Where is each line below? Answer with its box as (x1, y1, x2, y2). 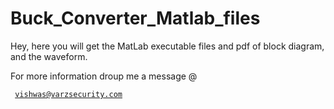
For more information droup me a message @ (10, 70, 198, 82)
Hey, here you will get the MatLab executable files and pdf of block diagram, (10, 40, 325, 52)
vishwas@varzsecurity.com (14, 89, 123, 99)
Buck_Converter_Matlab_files (10, 7, 261, 30)
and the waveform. (10, 50, 88, 62)
